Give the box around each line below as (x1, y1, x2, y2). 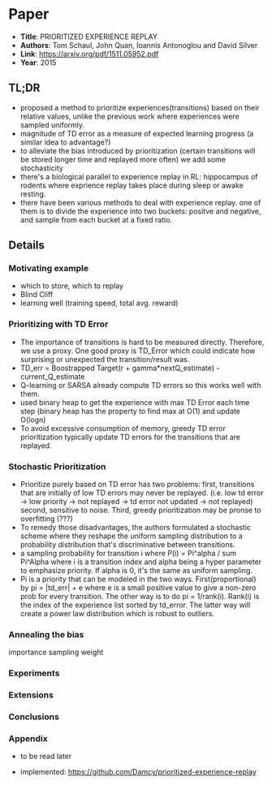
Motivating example (8, 263, 89, 274)
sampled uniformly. (19, 119, 85, 130)
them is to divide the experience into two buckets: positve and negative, (19, 206, 261, 216)
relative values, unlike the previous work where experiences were (19, 111, 240, 121)
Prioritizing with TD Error (8, 318, 109, 330)
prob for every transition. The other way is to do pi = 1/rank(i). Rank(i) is (19, 592, 260, 602)
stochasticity (19, 163, 63, 173)
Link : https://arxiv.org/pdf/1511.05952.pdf (19, 49, 159, 58)
